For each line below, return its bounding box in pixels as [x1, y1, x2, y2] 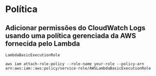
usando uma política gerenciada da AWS [5, 31, 136, 40]
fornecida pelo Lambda [5, 39, 80, 48]
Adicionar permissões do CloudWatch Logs [5, 24, 146, 32]
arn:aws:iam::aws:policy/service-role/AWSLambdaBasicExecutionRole [5, 66, 151, 71]
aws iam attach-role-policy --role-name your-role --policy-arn [5, 61, 144, 66]
